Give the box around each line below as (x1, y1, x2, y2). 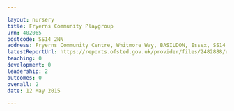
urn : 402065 (7, 29, 42, 36)
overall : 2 (7, 80, 39, 87)
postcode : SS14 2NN (7, 35, 64, 42)
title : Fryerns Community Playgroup (7, 22, 114, 30)
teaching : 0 (7, 55, 42, 62)
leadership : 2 (7, 67, 49, 75)
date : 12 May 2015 (7, 87, 61, 94)
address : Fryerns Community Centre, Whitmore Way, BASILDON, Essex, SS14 (7, 42, 226, 49)
